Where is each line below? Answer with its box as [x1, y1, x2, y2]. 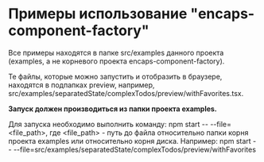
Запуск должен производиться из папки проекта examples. [8, 104, 217, 114]
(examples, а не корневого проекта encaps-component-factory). [8, 56, 225, 66]
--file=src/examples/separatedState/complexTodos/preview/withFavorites [13, 145, 257, 154]
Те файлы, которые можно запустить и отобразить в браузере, [8, 71, 223, 81]
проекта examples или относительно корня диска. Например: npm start [8, 136, 252, 145]
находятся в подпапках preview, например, [8, 80, 155, 90]
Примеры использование [8, 5, 188, 23]
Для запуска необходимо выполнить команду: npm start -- [8, 119, 209, 129]
